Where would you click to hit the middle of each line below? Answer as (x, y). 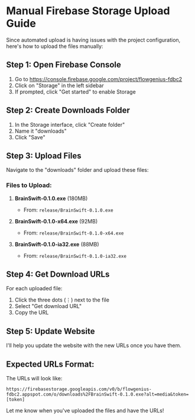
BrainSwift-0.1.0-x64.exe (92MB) (56, 221)
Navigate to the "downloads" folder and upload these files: (77, 170)
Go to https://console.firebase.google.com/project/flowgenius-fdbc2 (98, 79)
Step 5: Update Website (51, 331)
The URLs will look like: (34, 379)
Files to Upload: (29, 185)
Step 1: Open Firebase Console (64, 65)
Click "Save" (30, 137)
